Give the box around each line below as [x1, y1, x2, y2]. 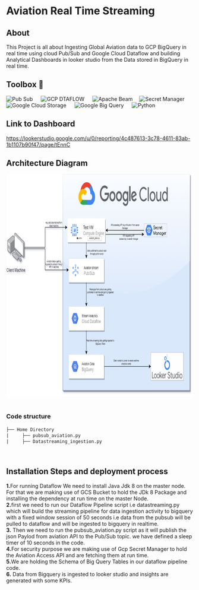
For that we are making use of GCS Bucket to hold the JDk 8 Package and [6, 489, 187, 496]
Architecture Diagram [6, 158, 88, 169]
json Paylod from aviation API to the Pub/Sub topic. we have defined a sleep [6, 532, 192, 540]
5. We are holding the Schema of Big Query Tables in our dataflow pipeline [6, 558, 188, 565]
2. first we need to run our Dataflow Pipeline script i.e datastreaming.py [6, 501, 180, 508]
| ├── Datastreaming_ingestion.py [6, 438, 102, 445]
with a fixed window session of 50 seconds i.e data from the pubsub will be [6, 513, 191, 521]
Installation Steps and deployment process [6, 467, 168, 477]
